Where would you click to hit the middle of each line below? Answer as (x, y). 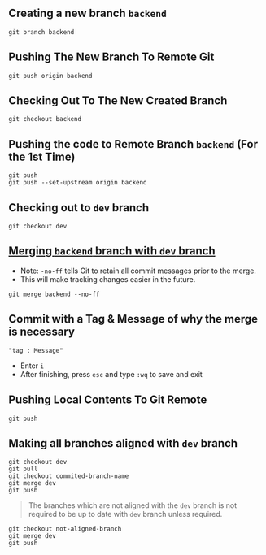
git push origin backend (50, 76)
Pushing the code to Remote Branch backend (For (133, 144)
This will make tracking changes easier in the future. (108, 279)
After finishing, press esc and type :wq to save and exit (111, 374)
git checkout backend (45, 119)
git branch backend (41, 32)
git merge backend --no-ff (54, 294)
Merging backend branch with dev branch (112, 251)
